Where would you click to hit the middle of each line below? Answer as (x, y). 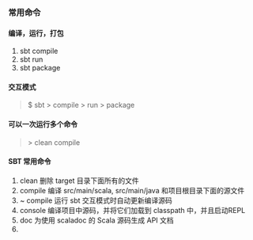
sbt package (40, 68)
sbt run (31, 59)
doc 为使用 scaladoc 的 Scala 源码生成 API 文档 (96, 220)
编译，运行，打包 (36, 32)
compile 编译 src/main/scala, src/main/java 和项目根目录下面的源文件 (132, 190)
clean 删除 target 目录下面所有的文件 (79, 181)
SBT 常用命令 (30, 162)
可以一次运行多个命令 (43, 124)
